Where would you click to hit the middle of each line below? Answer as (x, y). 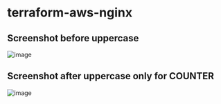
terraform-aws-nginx (70, 13)
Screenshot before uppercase (73, 38)
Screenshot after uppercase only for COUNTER (111, 76)
